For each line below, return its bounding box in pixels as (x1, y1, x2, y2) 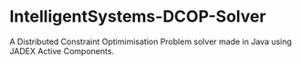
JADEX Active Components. (9, 45, 115, 56)
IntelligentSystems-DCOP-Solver (9, 6, 266, 27)
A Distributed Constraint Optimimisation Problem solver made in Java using (9, 36, 292, 47)
